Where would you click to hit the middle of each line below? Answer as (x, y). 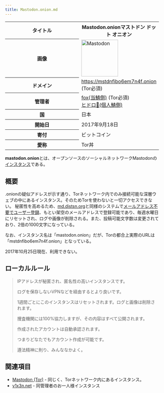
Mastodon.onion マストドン (113, 27)
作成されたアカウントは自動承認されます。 (60, 329)
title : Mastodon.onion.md (31, 10)
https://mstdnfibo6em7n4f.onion (119, 81)
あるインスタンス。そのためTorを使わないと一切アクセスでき (87, 200)
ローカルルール (28, 268)
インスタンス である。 (26, 164)
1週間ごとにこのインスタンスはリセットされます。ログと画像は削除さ (86, 302)
